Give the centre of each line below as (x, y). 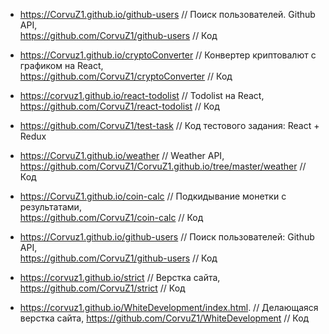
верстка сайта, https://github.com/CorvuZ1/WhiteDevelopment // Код (164, 318)
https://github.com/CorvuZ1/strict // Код (102, 288)
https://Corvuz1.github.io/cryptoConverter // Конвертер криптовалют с (168, 55)
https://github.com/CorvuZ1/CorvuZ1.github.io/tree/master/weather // (163, 166)
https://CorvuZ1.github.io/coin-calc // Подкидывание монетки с (153, 196)
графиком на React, (61, 65)
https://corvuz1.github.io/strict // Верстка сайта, (120, 277)
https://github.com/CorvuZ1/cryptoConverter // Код (126, 76)
